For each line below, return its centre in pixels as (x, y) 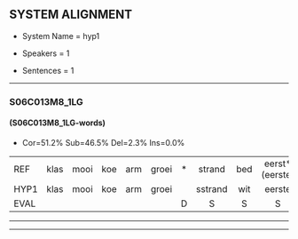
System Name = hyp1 (61, 36)
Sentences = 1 (48, 70)
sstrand (212, 188)
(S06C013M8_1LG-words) (58, 123)
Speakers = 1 (46, 53)
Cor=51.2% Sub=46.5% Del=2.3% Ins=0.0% (103, 142)
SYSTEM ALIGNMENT (71, 15)
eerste (278, 188)
